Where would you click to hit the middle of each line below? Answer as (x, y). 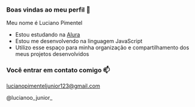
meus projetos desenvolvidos (52, 54)
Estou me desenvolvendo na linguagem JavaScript (79, 41)
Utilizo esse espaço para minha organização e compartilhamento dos (102, 47)
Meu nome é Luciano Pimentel (44, 23)
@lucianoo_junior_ (30, 97)
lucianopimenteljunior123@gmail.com (53, 86)
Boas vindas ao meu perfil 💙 (48, 10)
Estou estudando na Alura (48, 35)
